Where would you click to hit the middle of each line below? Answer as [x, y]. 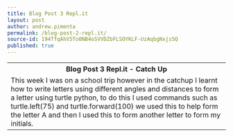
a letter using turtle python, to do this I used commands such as [114, 98]
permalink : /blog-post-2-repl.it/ [57, 33]
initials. [22, 124]
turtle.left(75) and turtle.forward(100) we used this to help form [114, 106]
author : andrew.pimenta [42, 26]
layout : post [26, 20]
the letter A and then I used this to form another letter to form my [115, 115]
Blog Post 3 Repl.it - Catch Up [116, 69]
